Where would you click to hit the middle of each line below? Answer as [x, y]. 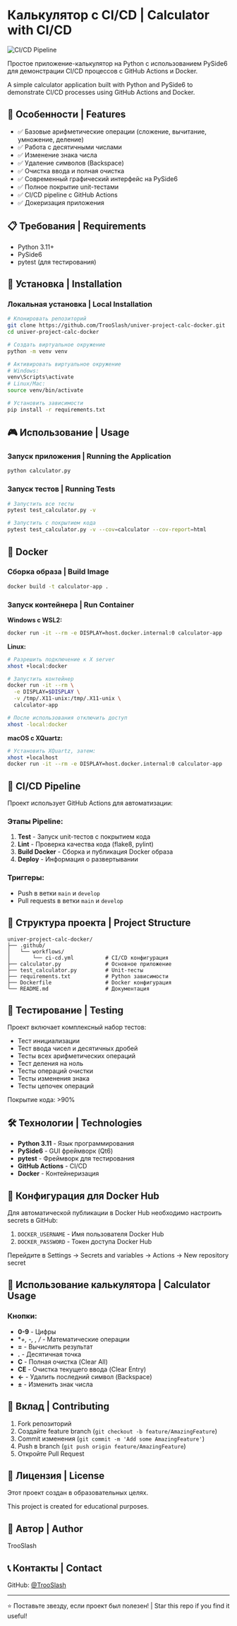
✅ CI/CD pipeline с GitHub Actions [67, 194]
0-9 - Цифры [37, 1331]
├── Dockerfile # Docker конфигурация [90, 982]
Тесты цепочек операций [55, 1086]
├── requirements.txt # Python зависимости [88, 976]
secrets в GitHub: [33, 1220]
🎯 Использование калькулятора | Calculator [109, 1285]
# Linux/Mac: [26, 384]
